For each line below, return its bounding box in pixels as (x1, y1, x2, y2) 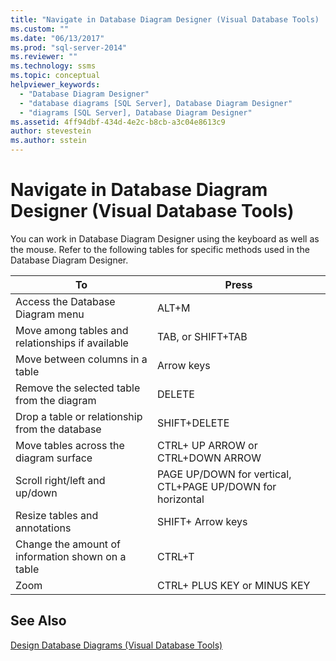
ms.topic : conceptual (10, 71, 101, 81)
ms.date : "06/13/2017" (10, 33, 105, 43)
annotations (15, 521, 72, 535)
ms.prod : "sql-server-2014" (10, 42, 128, 53)
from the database (15, 422, 102, 436)
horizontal (157, 492, 205, 506)
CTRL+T (157, 549, 195, 563)
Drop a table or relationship (15, 409, 143, 423)
